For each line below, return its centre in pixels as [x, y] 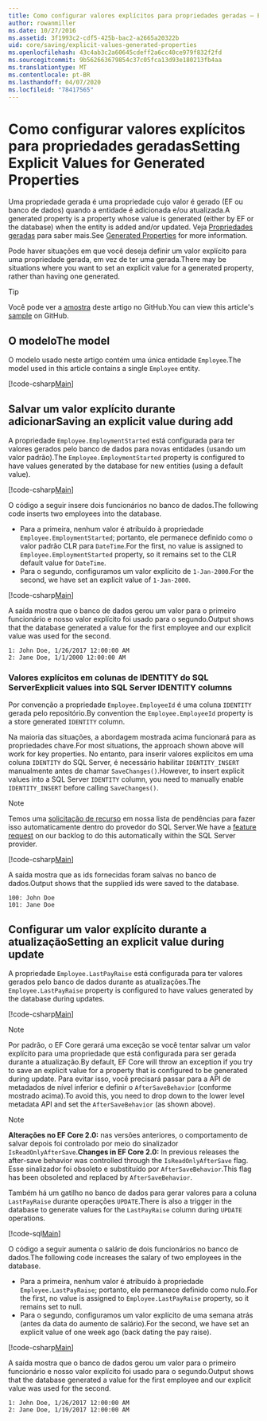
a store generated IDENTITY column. [67, 722]
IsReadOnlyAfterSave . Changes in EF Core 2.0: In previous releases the [124, 1152]
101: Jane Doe [32, 905]
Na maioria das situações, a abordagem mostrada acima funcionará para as [132, 737]
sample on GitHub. [39, 316]
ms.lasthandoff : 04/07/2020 [55, 82]
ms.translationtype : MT [48, 68]
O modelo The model [59, 340]
